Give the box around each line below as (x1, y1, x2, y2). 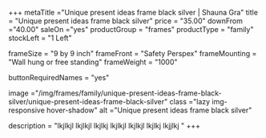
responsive (8, 105, 46, 115)
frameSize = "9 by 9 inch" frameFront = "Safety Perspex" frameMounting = (8, 49, 257, 58)
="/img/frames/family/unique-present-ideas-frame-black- (30, 88, 222, 98)
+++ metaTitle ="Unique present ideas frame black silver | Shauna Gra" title (8, 8, 259, 17)
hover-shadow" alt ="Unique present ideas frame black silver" (46, 105, 252, 115)
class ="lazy (169, 97, 211, 106)
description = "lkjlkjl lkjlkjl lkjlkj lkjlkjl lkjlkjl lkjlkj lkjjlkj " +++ (8, 121, 201, 130)
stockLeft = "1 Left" (8, 33, 72, 43)
